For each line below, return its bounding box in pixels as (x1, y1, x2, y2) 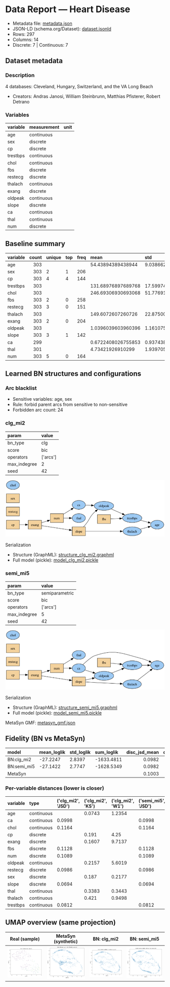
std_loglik (69, 749, 91, 755)
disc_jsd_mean (126, 749, 159, 755)
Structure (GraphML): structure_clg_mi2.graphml (12, 551, 114, 557)
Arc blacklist (5, 384, 37, 392)
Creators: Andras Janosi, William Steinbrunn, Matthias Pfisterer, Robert (12, 93, 160, 99)
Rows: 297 (12, 31, 35, 37)
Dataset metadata (5, 57, 63, 65)
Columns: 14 (12, 37, 39, 43)
